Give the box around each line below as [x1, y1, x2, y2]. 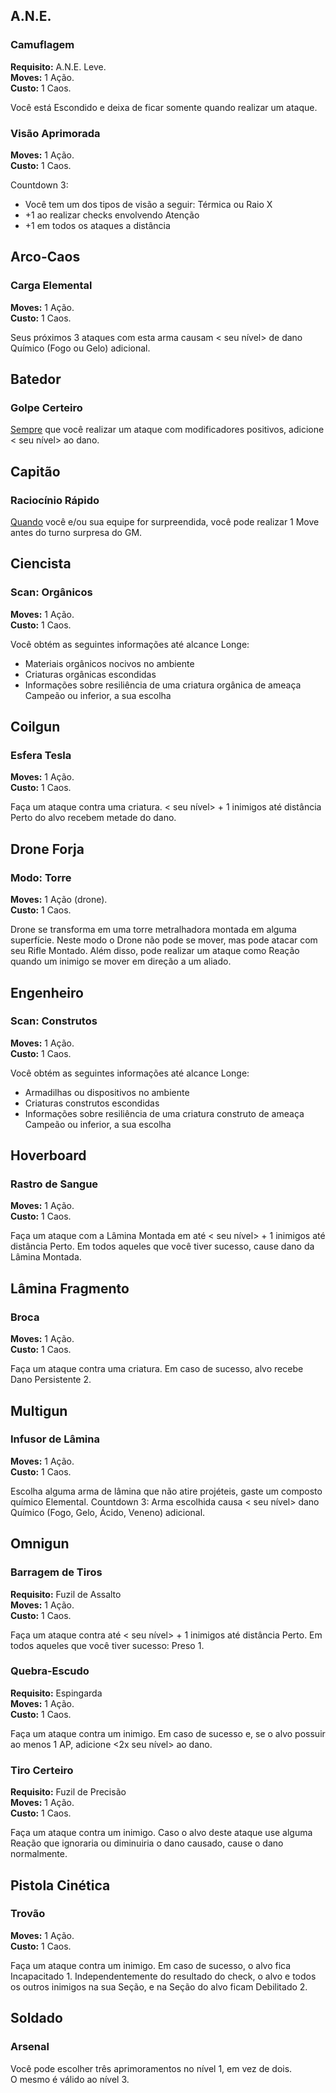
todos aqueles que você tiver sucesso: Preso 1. [10, 1639, 205, 1651]
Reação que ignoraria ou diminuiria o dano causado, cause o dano [10, 1837, 284, 1849]
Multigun [10, 1402, 68, 1419]
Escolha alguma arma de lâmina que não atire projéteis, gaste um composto [10, 1485, 323, 1497]
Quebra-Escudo [10, 1664, 90, 1678]
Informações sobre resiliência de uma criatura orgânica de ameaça [24, 679, 302, 691]
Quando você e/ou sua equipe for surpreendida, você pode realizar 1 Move [10, 516, 320, 528]
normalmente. [10, 1848, 68, 1860]
